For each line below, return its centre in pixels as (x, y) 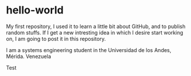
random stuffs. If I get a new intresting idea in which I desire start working (95, 32)
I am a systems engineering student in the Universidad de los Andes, (89, 50)
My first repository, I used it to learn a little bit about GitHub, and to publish (96, 26)
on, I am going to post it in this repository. (56, 39)
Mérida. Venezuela (29, 56)
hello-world (35, 10)
